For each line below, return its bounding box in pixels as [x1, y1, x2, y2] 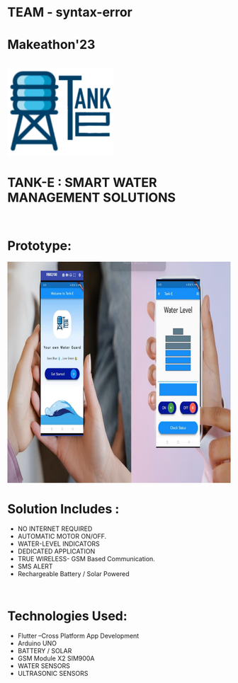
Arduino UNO [17, 638, 57, 648]
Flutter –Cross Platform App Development [17, 631, 140, 640]
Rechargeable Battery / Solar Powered [17, 569, 130, 578]
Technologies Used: [7, 608, 127, 624]
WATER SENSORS [17, 661, 71, 670]
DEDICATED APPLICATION [17, 546, 96, 556]
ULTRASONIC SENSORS [17, 669, 89, 677]
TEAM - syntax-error [7, 4, 132, 21]
